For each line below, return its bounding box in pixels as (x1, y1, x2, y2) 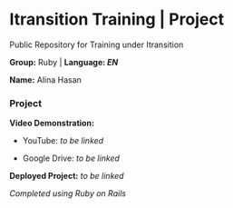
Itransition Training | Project (9, 9, 225, 30)
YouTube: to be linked (22, 135, 104, 146)
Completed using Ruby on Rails (9, 188, 127, 199)
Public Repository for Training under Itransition (9, 39, 184, 50)
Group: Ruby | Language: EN (9, 56, 119, 67)
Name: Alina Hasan (9, 74, 82, 85)
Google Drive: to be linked (22, 153, 121, 163)
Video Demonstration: (9, 118, 95, 129)
